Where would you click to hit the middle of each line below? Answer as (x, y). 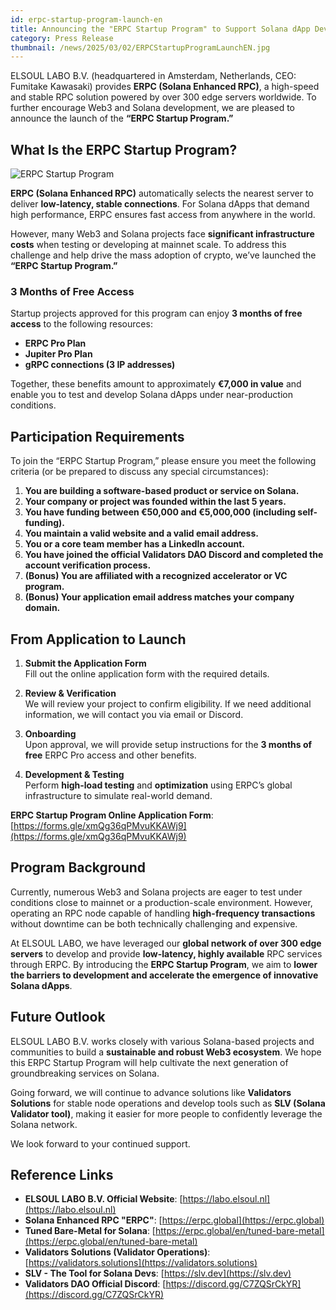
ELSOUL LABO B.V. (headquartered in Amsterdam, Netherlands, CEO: (153, 76)
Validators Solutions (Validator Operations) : (117, 1252)
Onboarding (50, 733)
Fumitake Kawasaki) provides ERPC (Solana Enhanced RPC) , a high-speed (165, 87)
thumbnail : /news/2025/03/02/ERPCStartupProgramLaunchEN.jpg (140, 47)
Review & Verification (70, 693)
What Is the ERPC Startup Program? (124, 149)
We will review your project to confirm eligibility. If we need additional (168, 703)
